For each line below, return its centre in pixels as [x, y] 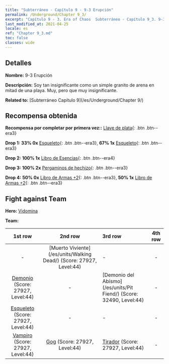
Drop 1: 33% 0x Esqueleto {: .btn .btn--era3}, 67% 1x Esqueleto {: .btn [77, 143]
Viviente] [80, 248]
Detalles [18, 63]
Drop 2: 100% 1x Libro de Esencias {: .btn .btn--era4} [60, 158]
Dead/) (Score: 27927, [70, 261]
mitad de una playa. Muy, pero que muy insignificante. [61, 90]
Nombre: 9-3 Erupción [29, 75]
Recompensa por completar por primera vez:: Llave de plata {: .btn [75, 128]
